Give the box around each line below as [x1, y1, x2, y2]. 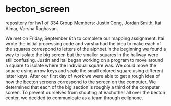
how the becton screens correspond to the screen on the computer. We [5, 78, 156, 85]
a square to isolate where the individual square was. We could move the [5, 62, 157, 68]
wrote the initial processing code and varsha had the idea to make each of [5, 40, 161, 46]
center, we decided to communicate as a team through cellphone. [5, 95, 144, 101]
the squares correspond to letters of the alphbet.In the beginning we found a [5, 46, 166, 52]
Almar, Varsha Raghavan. [5, 25, 58, 31]
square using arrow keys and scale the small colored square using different [5, 67, 163, 74]
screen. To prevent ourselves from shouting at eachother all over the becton [5, 89, 166, 95]
